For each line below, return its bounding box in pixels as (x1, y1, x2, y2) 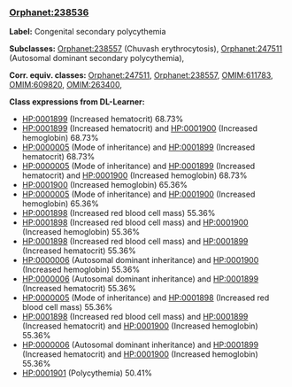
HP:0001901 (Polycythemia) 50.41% (21, 368, 153, 378)
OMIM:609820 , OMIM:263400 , (9, 80, 122, 90)
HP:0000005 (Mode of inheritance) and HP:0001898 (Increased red (21, 292, 270, 303)
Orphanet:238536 (9, 6, 89, 19)
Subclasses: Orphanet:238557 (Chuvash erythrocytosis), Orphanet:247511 (9, 43, 283, 54)
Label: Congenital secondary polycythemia (9, 27, 166, 37)
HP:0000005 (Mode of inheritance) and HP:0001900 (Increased (21, 189, 256, 200)
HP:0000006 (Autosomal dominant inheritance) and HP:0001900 (21, 255, 259, 266)
